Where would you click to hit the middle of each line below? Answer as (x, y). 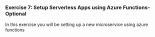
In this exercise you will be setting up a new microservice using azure (77, 24)
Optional (16, 13)
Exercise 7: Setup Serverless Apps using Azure (63, 7)
